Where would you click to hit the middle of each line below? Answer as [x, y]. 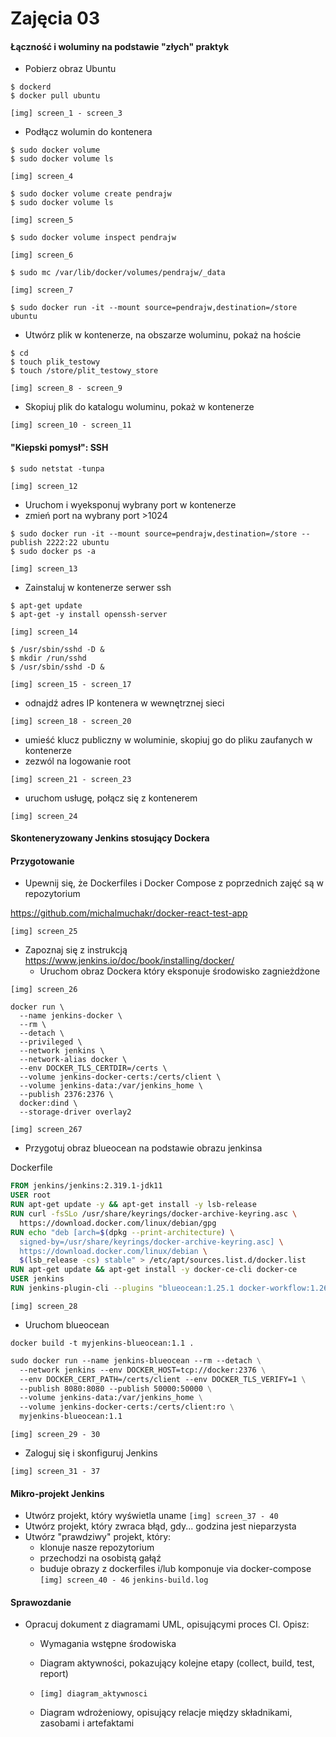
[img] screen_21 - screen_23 [71, 779]
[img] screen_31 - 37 [55, 1472]
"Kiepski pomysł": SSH [59, 447]
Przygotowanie [42, 861]
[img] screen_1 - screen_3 [66, 113]
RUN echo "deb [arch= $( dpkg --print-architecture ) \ [122, 1232]
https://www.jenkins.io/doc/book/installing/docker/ [129, 961]
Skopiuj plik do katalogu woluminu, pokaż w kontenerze [139, 407]
